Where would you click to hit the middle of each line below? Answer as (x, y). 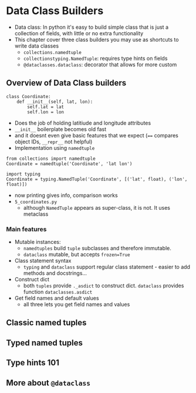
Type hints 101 (33, 363)
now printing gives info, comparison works (66, 195)
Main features (26, 229)
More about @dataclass (48, 383)
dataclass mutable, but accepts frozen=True (77, 254)
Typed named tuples (45, 343)
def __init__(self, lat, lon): (55, 102)
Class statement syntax (43, 261)
